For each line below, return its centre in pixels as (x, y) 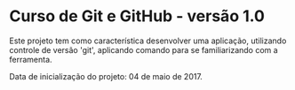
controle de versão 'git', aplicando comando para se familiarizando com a (144, 49)
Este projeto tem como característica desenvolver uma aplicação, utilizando (148, 41)
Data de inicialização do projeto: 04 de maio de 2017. (106, 76)
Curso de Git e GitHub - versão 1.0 (137, 16)
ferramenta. (31, 59)
